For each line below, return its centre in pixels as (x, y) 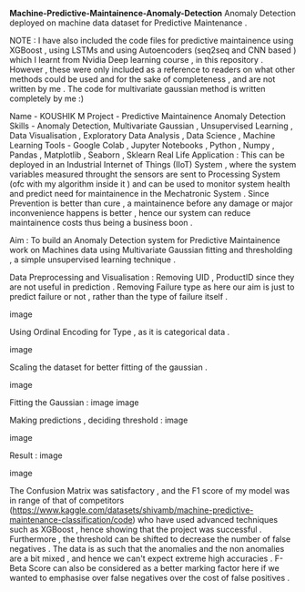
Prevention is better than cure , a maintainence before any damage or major (151, 203)
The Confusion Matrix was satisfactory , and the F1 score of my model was (150, 490)
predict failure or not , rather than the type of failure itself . (119, 296)
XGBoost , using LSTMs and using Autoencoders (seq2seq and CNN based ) (153, 50)
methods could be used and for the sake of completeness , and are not (142, 79)
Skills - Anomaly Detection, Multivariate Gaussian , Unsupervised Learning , (151, 126)
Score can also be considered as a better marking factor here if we (154, 568)
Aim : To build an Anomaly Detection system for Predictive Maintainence (145, 240)
